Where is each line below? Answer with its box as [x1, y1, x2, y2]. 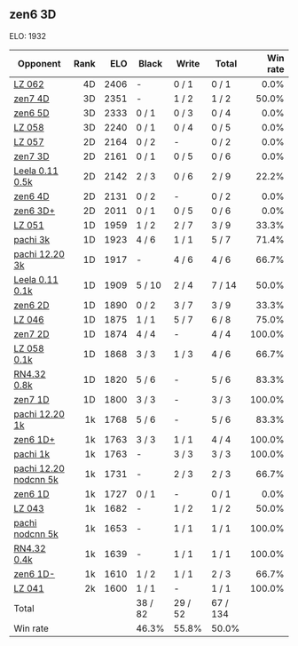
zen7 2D [13, 328, 50, 340]
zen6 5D [13, 107, 50, 119]
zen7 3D [13, 150, 50, 163]
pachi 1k [13, 448, 51, 460]
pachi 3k [13, 233, 51, 245]
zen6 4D [13, 190, 50, 203]
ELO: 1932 [9, 30, 47, 41]
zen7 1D [13, 393, 50, 405]
